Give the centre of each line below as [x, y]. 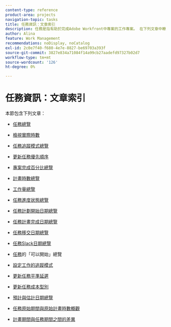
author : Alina [20, 34]
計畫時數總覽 [26, 179]
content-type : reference [32, 10]
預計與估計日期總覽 [33, 298]
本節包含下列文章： [25, 113]
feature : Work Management [33, 39]
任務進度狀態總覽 [31, 200]
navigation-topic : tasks [32, 19]
